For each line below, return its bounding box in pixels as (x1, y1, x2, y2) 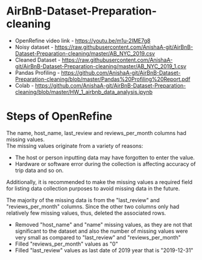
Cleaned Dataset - (14, 56, 61, 63)
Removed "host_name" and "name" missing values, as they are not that (14, 221, 192, 228)
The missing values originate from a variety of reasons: (6, 142, 144, 149)
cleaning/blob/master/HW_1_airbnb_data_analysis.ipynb (14, 88, 153, 95)
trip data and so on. (14, 166, 64, 174)
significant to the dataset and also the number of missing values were (14, 227, 188, 235)
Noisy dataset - (14, 43, 54, 51)
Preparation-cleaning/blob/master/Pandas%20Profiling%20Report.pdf (14, 75, 191, 83)
